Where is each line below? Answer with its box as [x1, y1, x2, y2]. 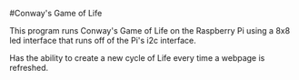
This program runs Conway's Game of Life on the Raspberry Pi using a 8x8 [9, 25, 291, 35]
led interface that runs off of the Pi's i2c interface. [9, 35, 197, 45]
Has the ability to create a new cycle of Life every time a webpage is [9, 53, 265, 63]
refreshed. [9, 63, 49, 73]
